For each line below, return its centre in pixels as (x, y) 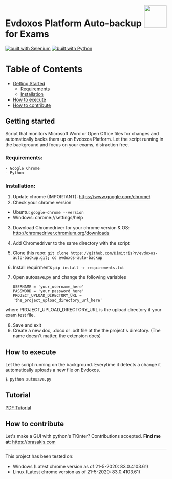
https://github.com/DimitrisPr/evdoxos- (114, 253)
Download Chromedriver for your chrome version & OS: (71, 228)
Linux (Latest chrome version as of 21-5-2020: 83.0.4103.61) (77, 472)
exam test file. (20, 315)
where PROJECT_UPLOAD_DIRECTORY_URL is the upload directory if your (83, 310)
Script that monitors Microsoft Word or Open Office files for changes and (82, 133)
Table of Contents (44, 69)
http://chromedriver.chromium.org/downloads (61, 233)
